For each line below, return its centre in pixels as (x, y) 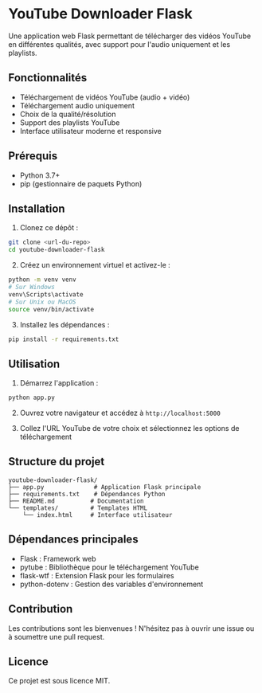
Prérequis (33, 156)
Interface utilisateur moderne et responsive (90, 131)
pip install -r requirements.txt (64, 339)
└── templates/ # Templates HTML (78, 508)
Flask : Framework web (58, 558)
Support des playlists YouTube (70, 122)
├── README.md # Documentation (76, 501)
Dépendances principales (73, 540)
